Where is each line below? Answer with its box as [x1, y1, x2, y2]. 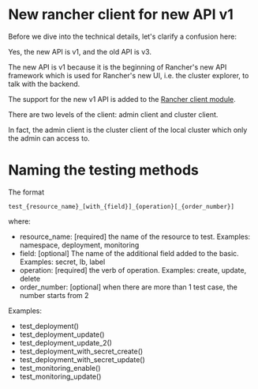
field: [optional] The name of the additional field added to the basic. [19, 248, 239, 258]
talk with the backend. [8, 79, 80, 89]
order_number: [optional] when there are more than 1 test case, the [19, 282, 238, 292]
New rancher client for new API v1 [8, 6, 234, 24]
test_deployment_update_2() [19, 338, 113, 347]
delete [19, 274, 41, 283]
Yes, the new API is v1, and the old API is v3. [8, 47, 152, 56]
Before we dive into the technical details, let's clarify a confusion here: [8, 32, 237, 41]
